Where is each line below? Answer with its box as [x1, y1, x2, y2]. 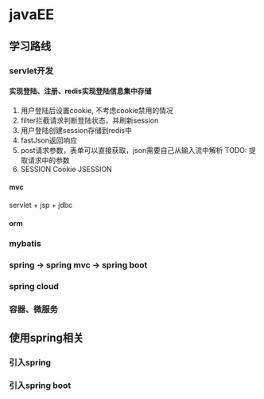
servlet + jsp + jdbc [9, 200, 73, 209]
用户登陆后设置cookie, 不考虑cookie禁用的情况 [20, 105, 173, 115]
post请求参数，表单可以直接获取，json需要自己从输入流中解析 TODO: [20, 145, 247, 155]
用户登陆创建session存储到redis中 [20, 125, 132, 135]
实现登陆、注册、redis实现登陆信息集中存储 [9, 86, 152, 96]
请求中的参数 [27, 155, 70, 165]
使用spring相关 [9, 331, 84, 344]
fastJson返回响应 [20, 135, 78, 145]
